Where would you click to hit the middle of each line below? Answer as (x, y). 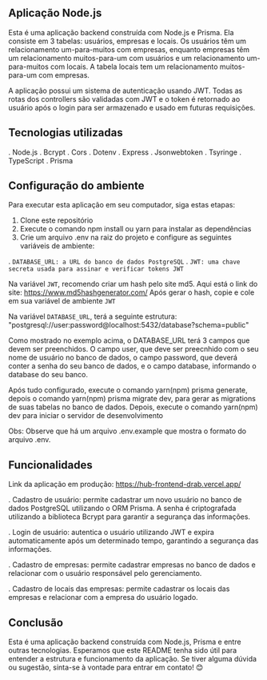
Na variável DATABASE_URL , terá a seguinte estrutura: (93, 316)
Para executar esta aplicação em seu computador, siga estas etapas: (122, 205)
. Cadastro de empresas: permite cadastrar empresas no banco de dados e (132, 565)
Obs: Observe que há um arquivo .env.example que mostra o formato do (127, 431)
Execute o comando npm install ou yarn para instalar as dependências (135, 229)
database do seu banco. (48, 375)
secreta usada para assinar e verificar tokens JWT (96, 269)
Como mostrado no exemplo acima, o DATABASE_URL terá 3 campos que (129, 340)
